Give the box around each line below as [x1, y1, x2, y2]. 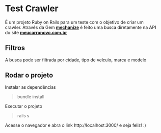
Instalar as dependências [5, 84, 56, 90]
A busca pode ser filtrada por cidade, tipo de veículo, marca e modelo [5, 57, 147, 63]
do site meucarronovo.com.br [5, 29, 67, 35]
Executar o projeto [5, 103, 43, 109]
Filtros [5, 44, 26, 52]
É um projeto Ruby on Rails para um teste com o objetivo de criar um [5, 19, 144, 25]
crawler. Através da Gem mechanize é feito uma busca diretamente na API [5, 24, 156, 30]
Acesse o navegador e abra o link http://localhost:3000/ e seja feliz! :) [5, 122, 146, 128]
